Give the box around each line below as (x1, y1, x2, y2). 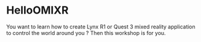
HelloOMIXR (6, 4, 69, 17)
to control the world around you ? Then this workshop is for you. (6, 29, 166, 36)
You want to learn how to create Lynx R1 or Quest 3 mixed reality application (6, 23, 196, 30)
